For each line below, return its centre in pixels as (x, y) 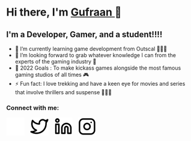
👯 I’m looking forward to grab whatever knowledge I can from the (95, 55)
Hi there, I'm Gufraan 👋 (64, 12)
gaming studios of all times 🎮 (52, 75)
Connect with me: (33, 107)
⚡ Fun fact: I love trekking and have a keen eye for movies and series (100, 84)
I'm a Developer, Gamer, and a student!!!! (84, 34)
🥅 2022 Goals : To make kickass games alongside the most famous (98, 68)
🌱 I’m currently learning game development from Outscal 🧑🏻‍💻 (91, 49)
